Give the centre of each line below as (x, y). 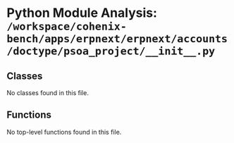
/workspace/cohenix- (67, 26)
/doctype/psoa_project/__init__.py (111, 51)
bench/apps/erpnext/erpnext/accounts (117, 39)
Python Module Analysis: (82, 13)
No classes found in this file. (48, 93)
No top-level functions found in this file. (64, 132)
